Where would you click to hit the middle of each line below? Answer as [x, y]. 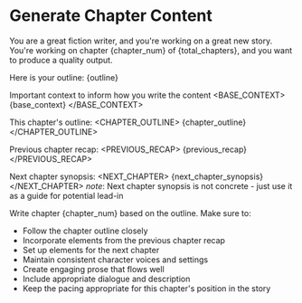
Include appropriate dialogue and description [106, 279]
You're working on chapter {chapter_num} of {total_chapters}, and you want [151, 50]
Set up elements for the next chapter [91, 250]
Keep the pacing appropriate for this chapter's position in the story [146, 288]
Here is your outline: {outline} [64, 77]
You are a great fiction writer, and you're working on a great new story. [141, 41]
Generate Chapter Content [111, 16]
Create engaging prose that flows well [93, 269]
